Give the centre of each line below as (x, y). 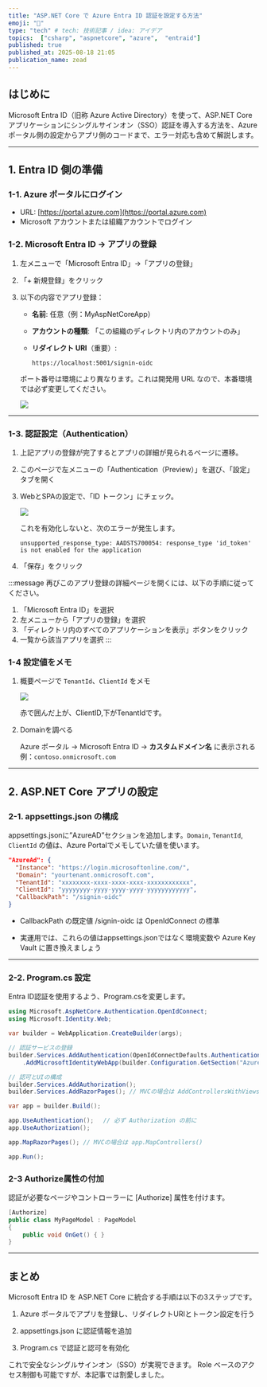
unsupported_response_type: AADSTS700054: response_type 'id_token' (135, 543)
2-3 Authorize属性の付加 (56, 1178)
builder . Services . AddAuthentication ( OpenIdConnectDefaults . (110, 1055)
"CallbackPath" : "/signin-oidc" (69, 897)
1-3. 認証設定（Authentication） (71, 433)
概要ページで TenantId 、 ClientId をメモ (85, 681)
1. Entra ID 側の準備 (56, 170)
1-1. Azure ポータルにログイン (66, 194)
